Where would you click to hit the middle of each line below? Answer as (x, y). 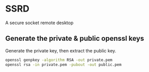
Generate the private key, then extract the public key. (61, 50)
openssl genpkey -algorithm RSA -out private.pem (59, 60)
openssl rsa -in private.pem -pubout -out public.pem (64, 64)
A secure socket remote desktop (39, 23)
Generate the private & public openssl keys (75, 39)
